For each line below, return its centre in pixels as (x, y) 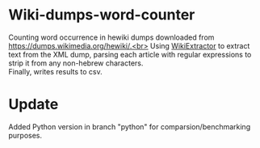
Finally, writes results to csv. (55, 71)
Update (34, 105)
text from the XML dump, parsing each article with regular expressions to (130, 54)
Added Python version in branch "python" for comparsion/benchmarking (130, 126)
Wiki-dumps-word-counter (102, 15)
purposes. (25, 135)
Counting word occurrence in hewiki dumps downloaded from (111, 37)
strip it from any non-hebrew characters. (76, 63)
